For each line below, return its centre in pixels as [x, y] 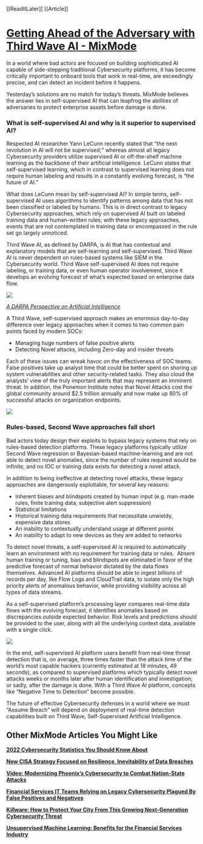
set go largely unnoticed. [37, 233]
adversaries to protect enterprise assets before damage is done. [87, 107]
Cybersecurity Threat [34, 816]
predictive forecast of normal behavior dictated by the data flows [87, 566]
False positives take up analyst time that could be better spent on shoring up [102, 368]
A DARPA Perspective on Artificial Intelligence [63, 307]
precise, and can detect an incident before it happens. [74, 82]
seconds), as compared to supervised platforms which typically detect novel [102, 672]
